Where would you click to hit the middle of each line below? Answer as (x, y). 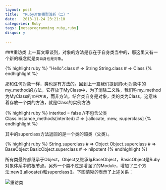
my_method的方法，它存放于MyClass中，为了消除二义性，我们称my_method (83, 90)
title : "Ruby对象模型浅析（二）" (37, 14)
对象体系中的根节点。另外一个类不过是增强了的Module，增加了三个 (74, 165)
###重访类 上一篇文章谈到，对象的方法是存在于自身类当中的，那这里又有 (79, 52)
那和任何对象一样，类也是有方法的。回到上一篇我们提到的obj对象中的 (76, 84)
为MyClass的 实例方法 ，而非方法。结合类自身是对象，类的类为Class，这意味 (81, 96)
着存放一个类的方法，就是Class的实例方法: (48, 102)
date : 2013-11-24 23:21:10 (35, 19)
